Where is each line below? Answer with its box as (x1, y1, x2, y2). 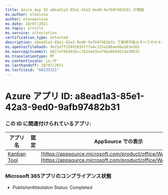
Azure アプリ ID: (5, 91, 73, 102)
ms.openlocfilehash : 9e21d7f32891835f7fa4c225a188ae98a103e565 (5, 44, 140, 49)
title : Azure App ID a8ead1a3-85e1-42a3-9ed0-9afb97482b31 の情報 (5, 7, 144, 12)
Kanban (7, 151, 26, 158)
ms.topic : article (5, 26, 43, 31)
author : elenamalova (5, 16, 48, 21)
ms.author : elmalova (5, 12, 48, 17)
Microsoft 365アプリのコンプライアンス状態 (5, 173, 111, 180)
